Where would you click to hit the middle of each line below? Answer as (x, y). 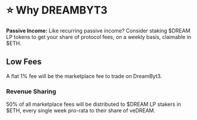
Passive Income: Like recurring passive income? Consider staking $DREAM (98, 30)
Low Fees (24, 62)
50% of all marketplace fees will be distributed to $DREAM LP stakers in (93, 104)
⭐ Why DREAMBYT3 (57, 10)
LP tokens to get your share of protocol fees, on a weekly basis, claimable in (99, 37)
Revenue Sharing (31, 91)
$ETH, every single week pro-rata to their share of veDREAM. (81, 111)
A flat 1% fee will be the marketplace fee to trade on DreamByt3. (84, 76)
